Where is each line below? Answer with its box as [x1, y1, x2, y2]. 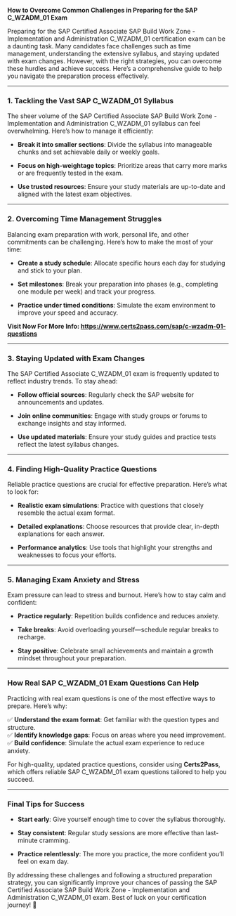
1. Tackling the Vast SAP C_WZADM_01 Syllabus [7, 96, 174, 105]
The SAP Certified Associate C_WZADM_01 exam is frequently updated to [7, 369, 220, 378]
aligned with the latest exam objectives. [17, 190, 132, 199]
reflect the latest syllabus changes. [17, 440, 119, 448]
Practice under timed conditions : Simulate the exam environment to [17, 301, 216, 309]
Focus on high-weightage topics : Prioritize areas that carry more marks [17, 162, 228, 170]
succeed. [7, 775, 34, 783]
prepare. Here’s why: [7, 702, 68, 710]
